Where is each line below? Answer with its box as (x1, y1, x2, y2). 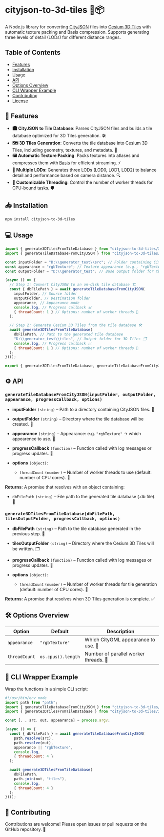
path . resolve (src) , (14, 736, 54, 741)
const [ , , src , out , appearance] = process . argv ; (5, 718, 110, 723)
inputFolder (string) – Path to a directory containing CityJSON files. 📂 (12, 406, 155, 412)
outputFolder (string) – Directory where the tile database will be (12, 416, 144, 421)
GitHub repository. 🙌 (5, 826, 46, 832)
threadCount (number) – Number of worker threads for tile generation (19, 581, 157, 587)
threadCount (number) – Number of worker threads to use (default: (19, 469, 152, 475)
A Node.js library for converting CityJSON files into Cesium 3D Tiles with (5, 23, 151, 30)
